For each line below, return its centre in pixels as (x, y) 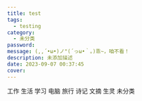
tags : (15, 20)
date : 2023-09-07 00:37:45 (46, 64)
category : (21, 32)
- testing (27, 26)
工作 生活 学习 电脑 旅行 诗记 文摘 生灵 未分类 (71, 91)
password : (21, 45)
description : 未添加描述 (40, 58)
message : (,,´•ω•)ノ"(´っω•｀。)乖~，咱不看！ (68, 52)
